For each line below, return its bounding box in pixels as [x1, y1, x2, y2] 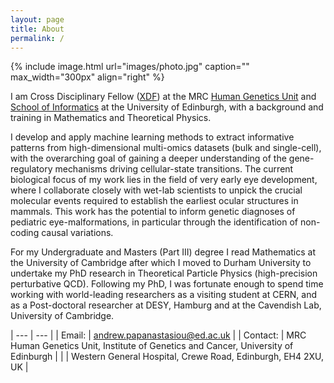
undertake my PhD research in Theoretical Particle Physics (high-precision [10, 267, 318, 280]
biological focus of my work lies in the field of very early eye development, [10, 174, 318, 186]
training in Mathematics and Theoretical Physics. [10, 112, 212, 124]
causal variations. [41, 227, 114, 239]
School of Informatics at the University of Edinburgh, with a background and [10, 101, 324, 113]
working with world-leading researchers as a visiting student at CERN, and [10, 289, 318, 301]
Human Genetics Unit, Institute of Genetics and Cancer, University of [10, 340, 294, 352]
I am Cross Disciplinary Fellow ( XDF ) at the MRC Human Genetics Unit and [10, 91, 317, 103]
